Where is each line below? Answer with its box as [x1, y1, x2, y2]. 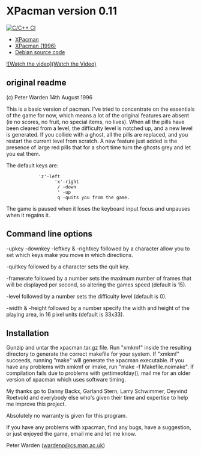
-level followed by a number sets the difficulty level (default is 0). [6, 292, 167, 300]
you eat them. [6, 150, 41, 157]
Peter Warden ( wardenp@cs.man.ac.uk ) [6, 442, 106, 449]
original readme [6, 78, 67, 88]
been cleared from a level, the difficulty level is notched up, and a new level [6, 125, 193, 132]
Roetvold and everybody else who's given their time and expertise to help [6, 394, 188, 401]
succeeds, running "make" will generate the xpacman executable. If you [6, 357, 184, 364]
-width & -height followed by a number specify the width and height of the [6, 304, 190, 311]
